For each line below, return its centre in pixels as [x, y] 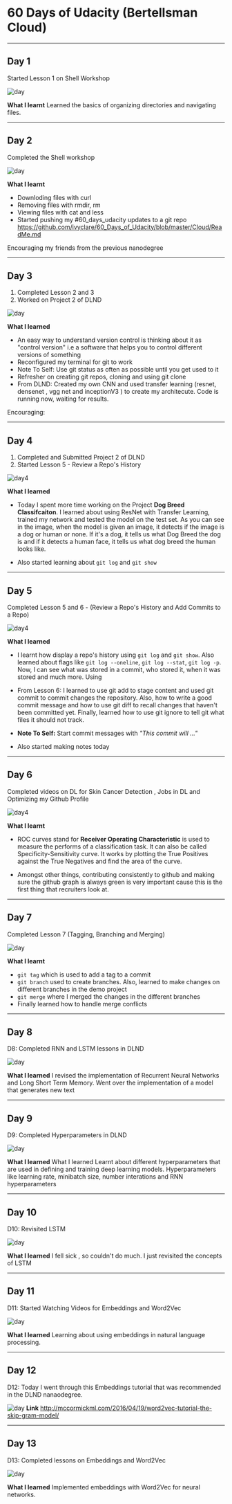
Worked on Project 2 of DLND [59, 300]
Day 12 [22, 1371]
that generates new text [41, 1090]
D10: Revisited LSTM [36, 1229]
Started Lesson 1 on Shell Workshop [59, 78]
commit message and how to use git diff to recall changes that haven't [117, 705]
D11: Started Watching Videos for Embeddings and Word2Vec [94, 1308]
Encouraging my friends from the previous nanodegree [85, 248]
